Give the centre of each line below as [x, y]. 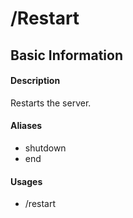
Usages [26, 181]
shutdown [45, 148]
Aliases [26, 126]
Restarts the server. [51, 103]
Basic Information [67, 55]
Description [35, 81]
